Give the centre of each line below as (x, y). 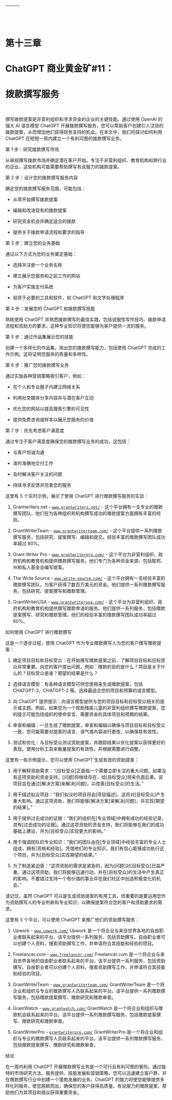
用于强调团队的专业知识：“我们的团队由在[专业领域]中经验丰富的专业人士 (89, 842)
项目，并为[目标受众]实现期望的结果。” (57, 855)
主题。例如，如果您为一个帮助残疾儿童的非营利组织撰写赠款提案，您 (93, 708)
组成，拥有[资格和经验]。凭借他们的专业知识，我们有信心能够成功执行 (86, 848)
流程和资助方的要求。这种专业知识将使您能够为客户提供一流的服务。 (77, 326)
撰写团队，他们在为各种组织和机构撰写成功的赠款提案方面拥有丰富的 (84, 514)
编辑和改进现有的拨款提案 (40, 211)
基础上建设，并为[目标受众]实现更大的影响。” (59, 831)
